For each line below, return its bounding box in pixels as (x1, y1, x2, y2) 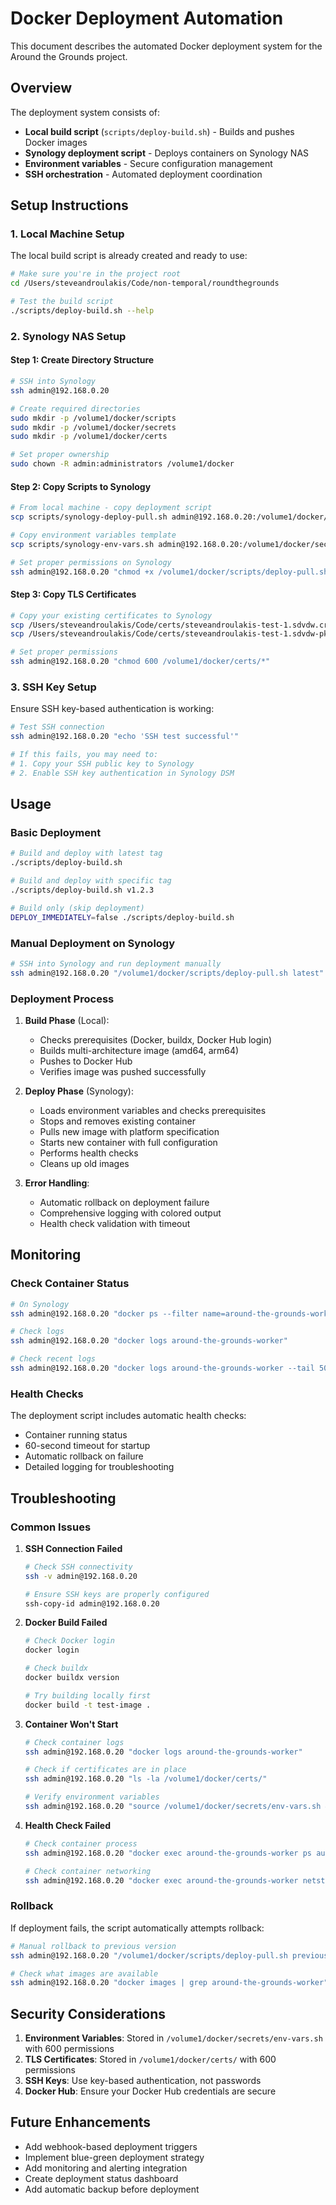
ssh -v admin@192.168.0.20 (24, 1571, 138, 1581)
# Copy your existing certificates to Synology (10, 610, 213, 621)
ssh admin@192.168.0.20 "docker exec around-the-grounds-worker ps (24, 1848, 312, 1858)
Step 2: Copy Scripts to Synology (10, 480, 152, 492)
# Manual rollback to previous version (10, 1941, 177, 1951)
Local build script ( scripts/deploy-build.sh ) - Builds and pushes (24, 125, 295, 137)
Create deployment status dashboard (24, 2172, 179, 2184)
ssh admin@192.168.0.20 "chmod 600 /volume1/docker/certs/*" (10, 657, 271, 667)
